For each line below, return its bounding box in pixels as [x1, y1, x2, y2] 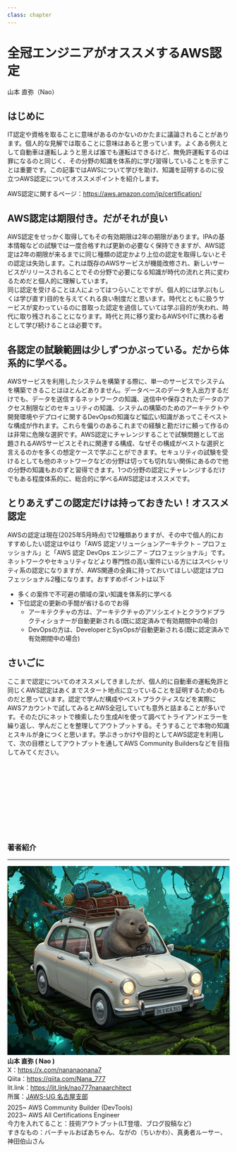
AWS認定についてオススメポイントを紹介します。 [19, 174, 163, 183]
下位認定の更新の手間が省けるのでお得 [17, 598, 129, 607]
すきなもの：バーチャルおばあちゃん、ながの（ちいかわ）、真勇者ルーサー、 [7, 1128, 227, 1136]
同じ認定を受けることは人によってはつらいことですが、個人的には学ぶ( [7, 285, 213, 294]
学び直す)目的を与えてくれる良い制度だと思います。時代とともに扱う [19, 295, 219, 303]
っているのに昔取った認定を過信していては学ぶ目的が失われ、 [44, 303, 223, 312]
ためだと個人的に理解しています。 [13, 277, 112, 285]
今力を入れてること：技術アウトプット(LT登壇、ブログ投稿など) [7, 1119, 192, 1127]
